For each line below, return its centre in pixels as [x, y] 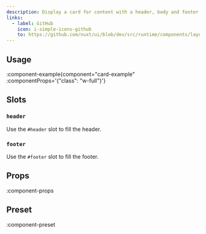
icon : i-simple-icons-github [55, 29]
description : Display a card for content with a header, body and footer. [104, 12]
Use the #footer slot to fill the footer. [53, 156]
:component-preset [31, 224]
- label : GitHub [32, 23]
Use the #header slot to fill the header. [54, 129]
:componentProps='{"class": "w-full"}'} [56, 81]
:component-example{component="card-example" [71, 74]
